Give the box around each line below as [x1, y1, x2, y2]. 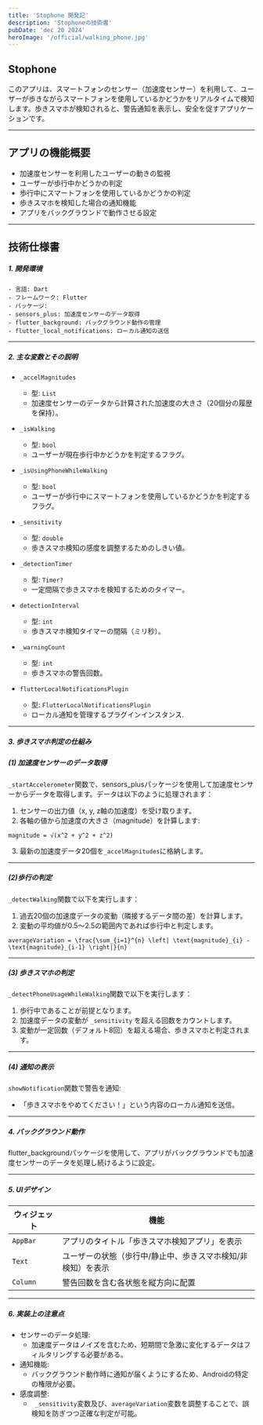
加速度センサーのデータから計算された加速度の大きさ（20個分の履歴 [31, 398, 253, 408]
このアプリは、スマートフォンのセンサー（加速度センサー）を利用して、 [8, 84, 241, 94]
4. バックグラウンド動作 [8, 1127, 85, 1137]
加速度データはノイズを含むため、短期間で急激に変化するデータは [31, 1340, 244, 1350]
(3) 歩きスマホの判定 [8, 968, 74, 977]
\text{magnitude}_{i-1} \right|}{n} [8, 943, 128, 951]
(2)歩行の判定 [8, 873, 52, 882]
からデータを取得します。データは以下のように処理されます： [14, 789, 214, 798]
